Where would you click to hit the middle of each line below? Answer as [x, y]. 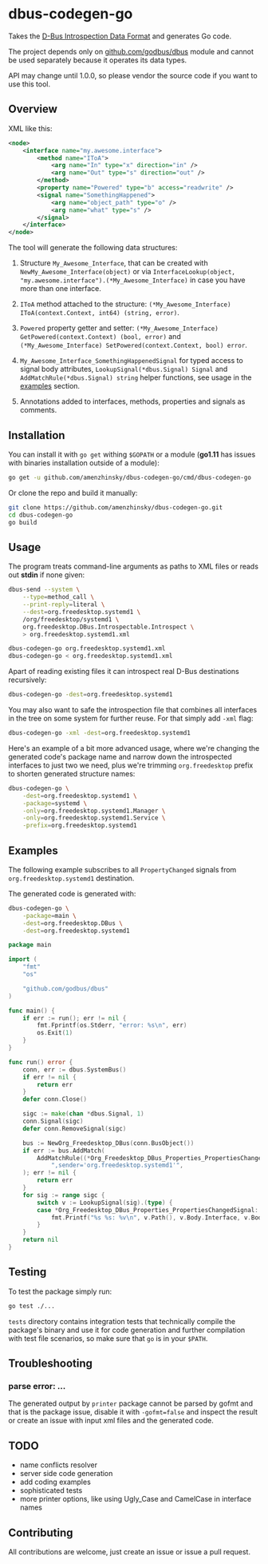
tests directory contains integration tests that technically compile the [122, 1321]
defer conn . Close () [55, 1099]
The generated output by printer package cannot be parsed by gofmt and [131, 1403]
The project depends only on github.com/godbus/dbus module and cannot [131, 51]
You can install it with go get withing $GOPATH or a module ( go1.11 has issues [132, 454]
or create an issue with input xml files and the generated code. [111, 1421]
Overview [33, 109]
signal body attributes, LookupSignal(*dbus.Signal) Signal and [124, 369]
